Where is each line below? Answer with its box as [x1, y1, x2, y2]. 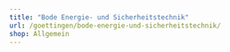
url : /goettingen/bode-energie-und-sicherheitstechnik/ [9, 21, 221, 30]
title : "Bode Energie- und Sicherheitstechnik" [9, 12, 190, 22]
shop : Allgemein [9, 29, 70, 38]
